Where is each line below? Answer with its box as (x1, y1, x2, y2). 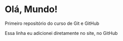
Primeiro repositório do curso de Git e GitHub (5, 20, 100, 26)
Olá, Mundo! (5, 4, 58, 15)
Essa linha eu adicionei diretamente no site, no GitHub (5, 30, 118, 36)
